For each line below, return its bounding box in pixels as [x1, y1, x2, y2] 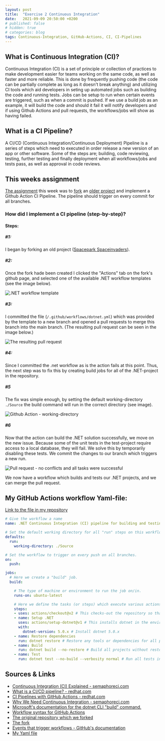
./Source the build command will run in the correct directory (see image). [5, 401, 153, 407]
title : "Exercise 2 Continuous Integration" [5, 12, 100, 17]
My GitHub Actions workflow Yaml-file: [5, 494, 128, 503]
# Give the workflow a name [5, 516, 63, 522]
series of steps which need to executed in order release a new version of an [5, 145, 159, 151]
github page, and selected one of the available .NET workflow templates [5, 275, 151, 281]
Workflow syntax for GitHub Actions [12, 709, 85, 715]
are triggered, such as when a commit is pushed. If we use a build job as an [5, 97, 158, 103]
